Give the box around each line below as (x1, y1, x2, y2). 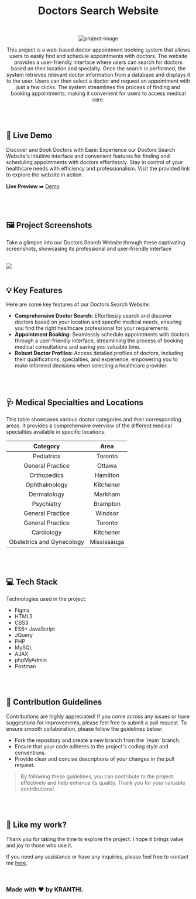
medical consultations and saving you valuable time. (14, 343, 141, 350)
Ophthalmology (25, 481, 68, 489)
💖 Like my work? (6, 820, 67, 830)
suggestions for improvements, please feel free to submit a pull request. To (6, 719, 187, 726)
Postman (14, 663, 36, 669)
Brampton (93, 500, 121, 508)
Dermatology (29, 491, 65, 499)
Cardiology (31, 529, 62, 537)
